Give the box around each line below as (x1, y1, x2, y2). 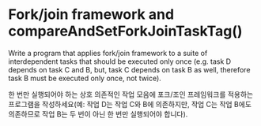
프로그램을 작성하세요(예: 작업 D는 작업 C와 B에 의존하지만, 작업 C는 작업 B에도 (8, 99, 252, 109)
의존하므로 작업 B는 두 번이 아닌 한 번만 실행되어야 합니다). (8, 109, 188, 119)
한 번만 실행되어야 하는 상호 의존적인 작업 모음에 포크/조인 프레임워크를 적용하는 (8, 89, 254, 99)
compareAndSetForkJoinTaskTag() (8, 22, 243, 40)
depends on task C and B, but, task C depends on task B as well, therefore (8, 65, 251, 74)
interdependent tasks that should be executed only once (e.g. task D (8, 57, 232, 66)
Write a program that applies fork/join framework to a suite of (8, 48, 208, 57)
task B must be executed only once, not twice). (8, 73, 162, 83)
